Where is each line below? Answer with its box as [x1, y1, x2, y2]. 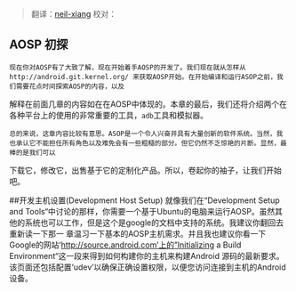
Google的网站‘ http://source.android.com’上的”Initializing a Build [9, 239, 242, 250]
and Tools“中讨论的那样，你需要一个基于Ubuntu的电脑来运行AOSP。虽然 [9, 206, 276, 216]
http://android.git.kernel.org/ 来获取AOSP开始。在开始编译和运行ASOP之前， [9, 72, 277, 81]
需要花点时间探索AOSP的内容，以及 [15, 82, 124, 91]
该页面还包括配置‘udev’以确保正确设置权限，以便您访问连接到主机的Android [9, 262, 286, 272]
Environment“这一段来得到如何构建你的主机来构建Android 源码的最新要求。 [9, 250, 284, 261]
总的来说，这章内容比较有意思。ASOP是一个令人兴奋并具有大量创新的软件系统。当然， [9, 129, 277, 138]
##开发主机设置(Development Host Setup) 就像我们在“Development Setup [9, 195, 280, 206]
